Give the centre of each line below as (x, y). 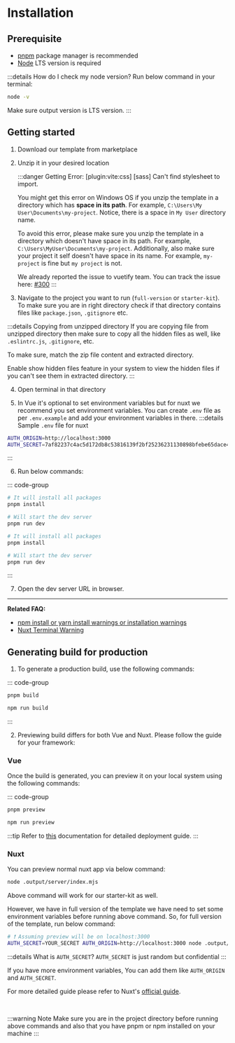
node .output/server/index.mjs (53, 882)
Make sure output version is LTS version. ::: (69, 110)
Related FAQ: (27, 609)
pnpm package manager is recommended (78, 55)
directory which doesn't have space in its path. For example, (104, 240)
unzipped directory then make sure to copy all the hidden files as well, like (114, 334)
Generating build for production (78, 652)
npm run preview (31, 823)
